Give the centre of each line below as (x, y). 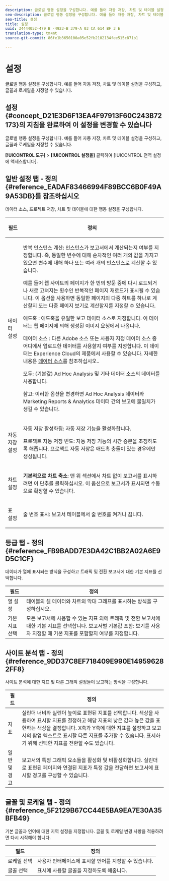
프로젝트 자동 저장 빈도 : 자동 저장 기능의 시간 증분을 (80, 441)
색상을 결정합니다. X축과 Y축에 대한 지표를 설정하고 (94, 728)
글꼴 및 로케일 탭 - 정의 (38, 802)
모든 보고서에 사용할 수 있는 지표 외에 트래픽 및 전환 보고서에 (93, 618)
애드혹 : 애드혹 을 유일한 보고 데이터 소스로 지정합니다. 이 (85, 318)
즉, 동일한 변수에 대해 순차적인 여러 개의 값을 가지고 (101, 255)
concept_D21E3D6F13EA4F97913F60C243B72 (87, 116)
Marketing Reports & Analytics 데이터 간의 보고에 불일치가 (89, 401)
